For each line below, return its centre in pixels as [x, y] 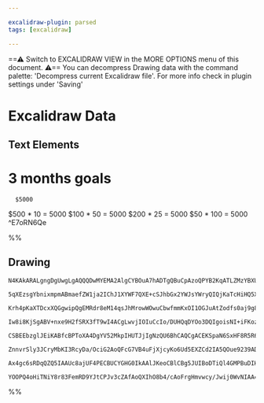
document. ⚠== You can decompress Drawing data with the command [123, 67]
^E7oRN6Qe [27, 223]
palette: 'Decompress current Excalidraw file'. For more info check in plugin [130, 76]
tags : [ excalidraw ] [40, 30]
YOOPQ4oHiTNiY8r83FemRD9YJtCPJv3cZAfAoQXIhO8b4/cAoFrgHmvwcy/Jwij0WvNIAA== [135, 377]
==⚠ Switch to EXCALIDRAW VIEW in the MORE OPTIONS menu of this [124, 59]
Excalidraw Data [62, 116]
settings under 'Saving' [46, 84]
